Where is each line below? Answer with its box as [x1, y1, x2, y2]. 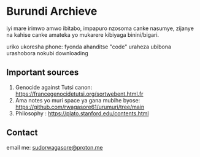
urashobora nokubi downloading [6, 49, 89, 56]
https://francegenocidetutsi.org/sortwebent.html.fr [15, 90, 144, 98]
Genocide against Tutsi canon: [15, 83, 93, 91]
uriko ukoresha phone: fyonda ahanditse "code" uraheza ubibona [6, 43, 172, 50]
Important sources [6, 67, 79, 78]
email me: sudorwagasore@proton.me [6, 144, 103, 151]
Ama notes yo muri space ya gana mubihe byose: [15, 96, 140, 104]
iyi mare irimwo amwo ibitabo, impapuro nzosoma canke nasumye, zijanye [6, 25, 194, 32]
